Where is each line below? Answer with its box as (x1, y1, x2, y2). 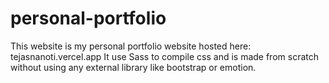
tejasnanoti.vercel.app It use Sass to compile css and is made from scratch (10, 50, 319, 62)
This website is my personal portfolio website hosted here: (10, 40, 252, 52)
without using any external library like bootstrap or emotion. (10, 61, 257, 73)
